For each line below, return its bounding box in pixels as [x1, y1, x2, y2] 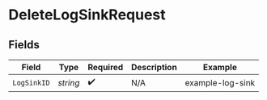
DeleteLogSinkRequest [8, 6, 166, 24]
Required [87, 62, 124, 73]
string [57, 77, 80, 88]
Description [130, 62, 178, 73]
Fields [8, 38, 40, 52]
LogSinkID [12, 78, 50, 87]
